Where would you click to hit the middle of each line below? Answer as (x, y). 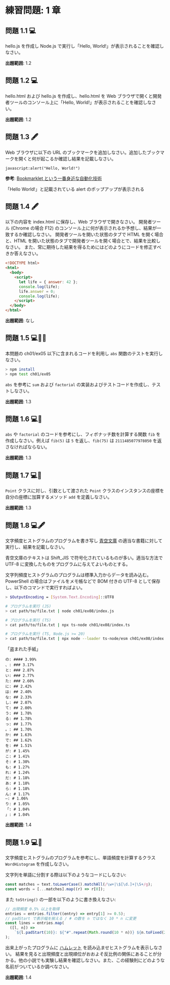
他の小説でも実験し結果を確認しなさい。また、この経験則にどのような (92, 960)
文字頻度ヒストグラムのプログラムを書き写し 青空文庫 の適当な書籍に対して (84, 541)
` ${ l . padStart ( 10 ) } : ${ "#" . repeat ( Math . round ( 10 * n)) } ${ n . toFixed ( (89, 933)
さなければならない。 (27, 447)
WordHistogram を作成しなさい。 (38, 864)
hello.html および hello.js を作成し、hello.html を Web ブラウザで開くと (79, 96)
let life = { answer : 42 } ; (48, 282)
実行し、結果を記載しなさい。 (36, 547)
